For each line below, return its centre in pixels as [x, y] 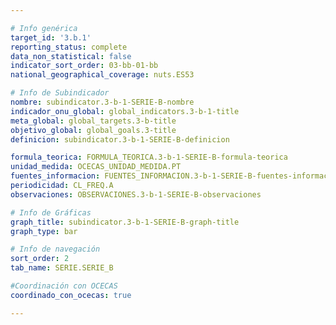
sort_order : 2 [40, 259]
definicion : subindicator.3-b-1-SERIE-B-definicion [120, 139]
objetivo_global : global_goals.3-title [93, 130]
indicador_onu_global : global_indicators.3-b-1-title [125, 111]
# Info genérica [44, 28]
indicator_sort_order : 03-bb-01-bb [84, 66]
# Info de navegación [55, 249]
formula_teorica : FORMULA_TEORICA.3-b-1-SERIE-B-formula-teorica [149, 157]
